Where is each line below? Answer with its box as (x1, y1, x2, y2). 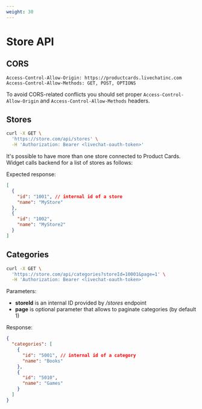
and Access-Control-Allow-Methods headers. (40, 97, 150, 104)
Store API (6, 34, 54, 48)
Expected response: (6, 171, 56, 178)
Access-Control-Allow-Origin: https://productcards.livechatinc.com (6, 75, 182, 81)
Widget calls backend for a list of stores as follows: (6, 159, 133, 166)
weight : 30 (6, 8, 34, 15)
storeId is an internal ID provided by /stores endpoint (14, 299, 147, 306)
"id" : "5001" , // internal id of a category (22, 352, 136, 358)
